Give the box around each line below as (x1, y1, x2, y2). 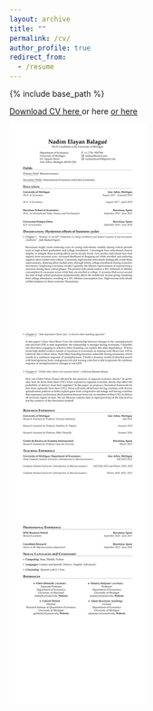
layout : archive (9, 14, 71, 24)
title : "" (9, 24, 47, 34)
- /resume (17, 62, 54, 72)
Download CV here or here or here (9, 106, 139, 117)
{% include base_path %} (9, 89, 105, 99)
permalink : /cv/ (9, 34, 71, 43)
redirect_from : (9, 53, 67, 62)
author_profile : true (9, 43, 91, 53)
